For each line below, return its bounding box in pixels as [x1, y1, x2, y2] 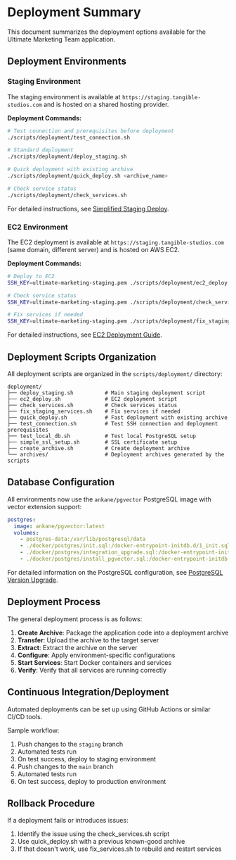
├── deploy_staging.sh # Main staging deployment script [7, 389, 206, 397]
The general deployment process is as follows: [7, 614, 143, 623]
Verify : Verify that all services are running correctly [17, 666, 167, 674]
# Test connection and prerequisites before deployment [7, 127, 174, 135]
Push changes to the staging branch [17, 740, 124, 748]
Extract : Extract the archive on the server [17, 643, 138, 652]
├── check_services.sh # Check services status [7, 401, 178, 409]
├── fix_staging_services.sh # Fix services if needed [7, 408, 181, 415]
